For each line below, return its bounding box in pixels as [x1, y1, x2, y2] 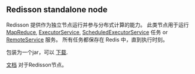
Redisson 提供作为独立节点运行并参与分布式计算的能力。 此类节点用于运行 [6, 21, 190, 28]
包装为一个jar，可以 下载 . [6, 49, 68, 56]
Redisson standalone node [6, 5, 108, 15]
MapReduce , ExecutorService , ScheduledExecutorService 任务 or [6, 28, 168, 36]
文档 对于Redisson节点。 [6, 61, 68, 68]
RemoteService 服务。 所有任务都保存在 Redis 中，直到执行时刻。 [6, 36, 169, 43]
